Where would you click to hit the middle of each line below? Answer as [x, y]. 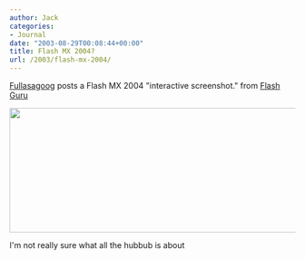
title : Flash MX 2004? [52, 52]
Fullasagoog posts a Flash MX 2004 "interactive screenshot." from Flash [145, 86]
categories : [32, 26]
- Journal [28, 34]
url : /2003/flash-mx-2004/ [60, 60]
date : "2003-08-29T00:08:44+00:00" [77, 43]
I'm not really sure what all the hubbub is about [97, 245]
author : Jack [34, 18]
